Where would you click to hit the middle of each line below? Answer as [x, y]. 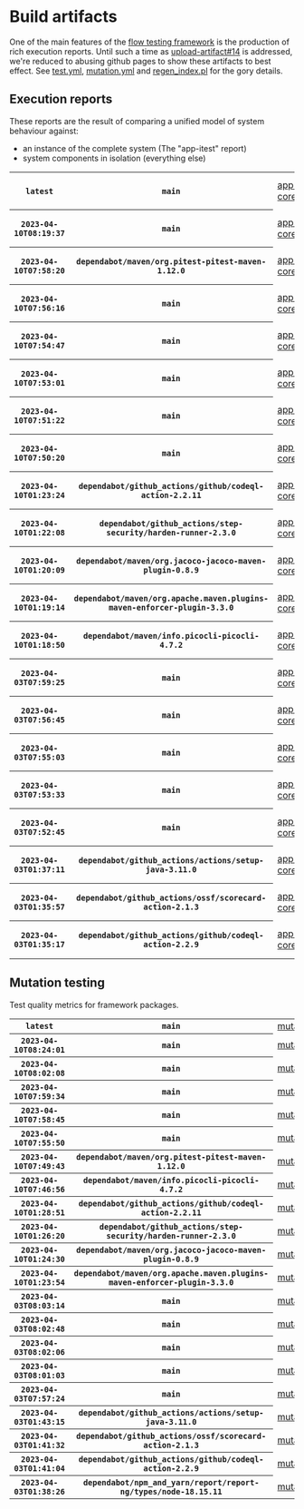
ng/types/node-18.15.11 [171, 1492]
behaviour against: [44, 131]
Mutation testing [57, 983]
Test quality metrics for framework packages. [94, 1004]
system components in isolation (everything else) [114, 158]
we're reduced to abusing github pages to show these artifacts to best [140, 61]
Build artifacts [63, 17]
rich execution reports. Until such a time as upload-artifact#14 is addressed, [151, 51]
